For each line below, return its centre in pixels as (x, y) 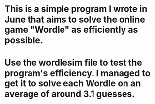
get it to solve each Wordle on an (73, 84)
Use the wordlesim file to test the (73, 63)
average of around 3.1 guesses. (70, 94)
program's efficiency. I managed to (77, 73)
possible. (24, 40)
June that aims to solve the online (75, 19)
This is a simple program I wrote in (76, 9)
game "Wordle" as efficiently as (71, 30)
